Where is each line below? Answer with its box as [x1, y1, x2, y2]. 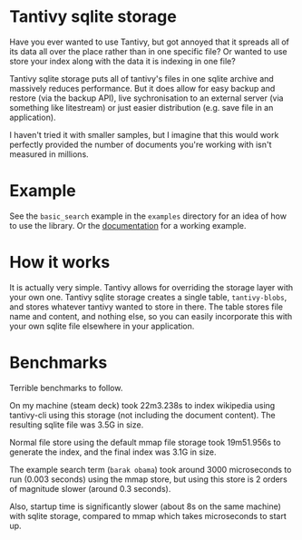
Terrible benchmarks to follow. [9, 382, 123, 393]
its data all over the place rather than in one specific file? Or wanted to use [9, 45, 287, 56]
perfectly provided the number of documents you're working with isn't [9, 139, 272, 150]
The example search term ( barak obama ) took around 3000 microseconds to [9, 464, 292, 475]
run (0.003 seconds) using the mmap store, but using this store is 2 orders [9, 474, 287, 485]
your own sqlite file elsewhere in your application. [9, 320, 195, 331]
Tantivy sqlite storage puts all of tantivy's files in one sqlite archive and [9, 73, 274, 83]
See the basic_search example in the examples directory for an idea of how [9, 211, 287, 221]
